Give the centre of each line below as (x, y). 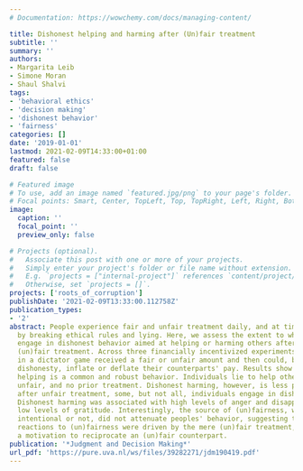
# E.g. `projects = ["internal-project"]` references (116, 276)
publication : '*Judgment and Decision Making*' (101, 444)
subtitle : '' (34, 42)
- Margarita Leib (42, 68)
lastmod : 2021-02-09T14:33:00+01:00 (78, 152)
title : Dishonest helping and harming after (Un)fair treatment (133, 34)
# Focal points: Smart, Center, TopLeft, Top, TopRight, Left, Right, (145, 201)
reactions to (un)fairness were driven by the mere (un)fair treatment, (157, 428)
